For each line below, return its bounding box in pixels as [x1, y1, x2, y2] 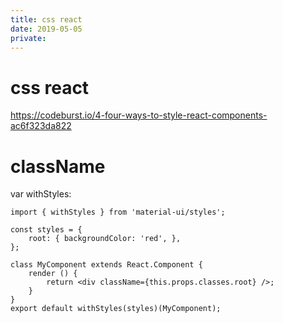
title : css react [10, 14, 83, 25]
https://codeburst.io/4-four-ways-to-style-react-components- [10, 109, 268, 121]
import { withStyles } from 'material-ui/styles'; [10, 207, 226, 218]
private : [10, 33, 47, 43]
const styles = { [10, 225, 83, 235]
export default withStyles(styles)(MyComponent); [10, 304, 222, 314]
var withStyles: [10, 188, 72, 200]
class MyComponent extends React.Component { [10, 260, 203, 270]
